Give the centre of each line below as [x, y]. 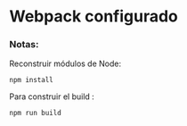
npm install [31, 80]
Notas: [24, 45]
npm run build [36, 113]
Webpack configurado [93, 17]
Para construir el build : [52, 97]
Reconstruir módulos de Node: [65, 63]
